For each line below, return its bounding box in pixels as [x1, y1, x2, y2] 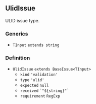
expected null [20, 83, 49, 88]
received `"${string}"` [20, 88, 69, 93]
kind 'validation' [20, 72, 58, 78]
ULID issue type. [5, 17, 40, 23]
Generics [5, 30, 28, 37]
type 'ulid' [20, 78, 44, 83]
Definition [5, 54, 30, 61]
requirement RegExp [20, 94, 61, 99]
